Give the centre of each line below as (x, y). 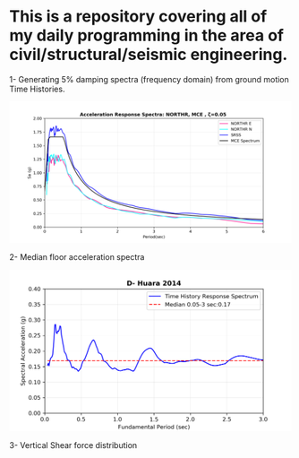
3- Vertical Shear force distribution (73, 445)
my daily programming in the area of (147, 35)
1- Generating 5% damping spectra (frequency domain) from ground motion (149, 79)
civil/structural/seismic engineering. (149, 55)
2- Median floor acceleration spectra (77, 256)
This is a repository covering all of (138, 17)
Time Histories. (37, 89)
